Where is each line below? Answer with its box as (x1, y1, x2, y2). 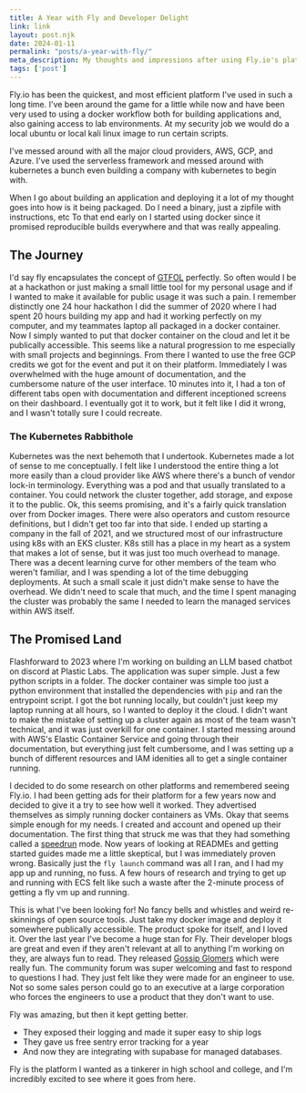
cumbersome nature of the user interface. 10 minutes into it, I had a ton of (9, 378, 286, 389)
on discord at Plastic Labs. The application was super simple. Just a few (9, 666, 280, 677)
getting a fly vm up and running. (9, 886, 130, 897)
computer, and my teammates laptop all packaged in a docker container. (9, 320, 280, 331)
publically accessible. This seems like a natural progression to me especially (9, 339, 296, 351)
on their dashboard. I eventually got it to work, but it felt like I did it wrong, (9, 397, 287, 408)
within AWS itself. (9, 605, 76, 616)
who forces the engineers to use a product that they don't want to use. (9, 991, 275, 1002)
